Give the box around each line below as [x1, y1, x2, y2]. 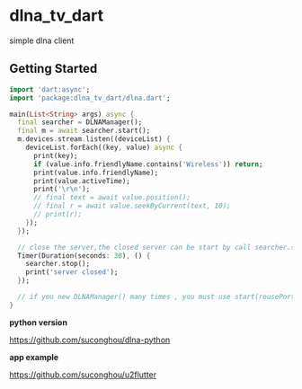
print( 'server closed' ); [25, 268, 119, 277]
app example [9, 351, 59, 362]
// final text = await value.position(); [32, 193, 191, 202]
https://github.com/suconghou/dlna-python [9, 334, 171, 345]
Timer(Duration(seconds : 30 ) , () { [17, 251, 151, 261]
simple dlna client [9, 35, 75, 46]
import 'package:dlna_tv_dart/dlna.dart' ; [9, 93, 171, 102]
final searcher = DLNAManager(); [17, 118, 143, 127]
